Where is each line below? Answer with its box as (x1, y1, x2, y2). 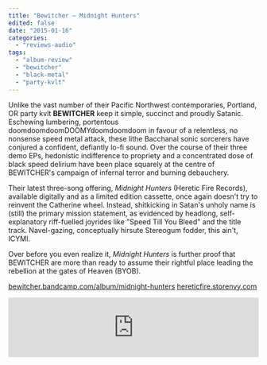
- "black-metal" (15, 71, 69, 79)
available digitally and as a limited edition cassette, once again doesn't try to (8, 192, 258, 201)
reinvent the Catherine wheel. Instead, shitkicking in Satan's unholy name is (8, 200, 256, 209)
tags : (8, 49, 26, 56)
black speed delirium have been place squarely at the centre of (8, 159, 215, 169)
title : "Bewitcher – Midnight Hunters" (8, 11, 141, 20)
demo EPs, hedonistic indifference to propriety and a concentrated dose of (8, 150, 253, 160)
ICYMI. (8, 234, 30, 243)
